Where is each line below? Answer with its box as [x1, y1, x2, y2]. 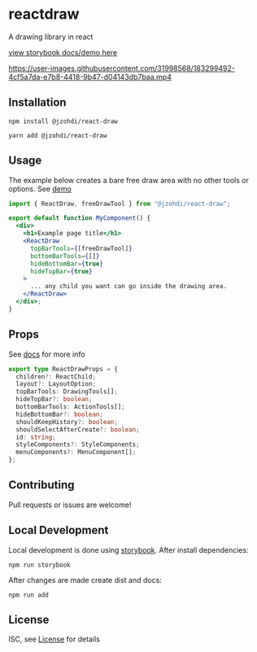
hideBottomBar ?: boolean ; [15, 410, 104, 418]
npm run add [8, 591, 49, 599]
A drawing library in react [8, 32, 94, 42]
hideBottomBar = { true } [29, 260, 104, 268]
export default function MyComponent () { [8, 214, 151, 222]
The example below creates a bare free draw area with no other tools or [8, 175, 250, 185]
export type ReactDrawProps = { [8, 365, 118, 373]
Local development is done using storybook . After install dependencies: [8, 545, 250, 554]
